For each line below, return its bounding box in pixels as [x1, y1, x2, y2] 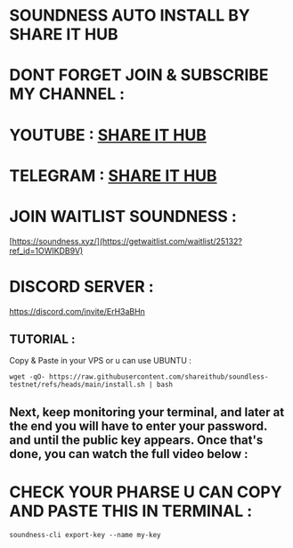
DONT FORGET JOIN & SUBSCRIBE [9, 65, 269, 86]
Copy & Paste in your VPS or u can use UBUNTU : [9, 356, 191, 366]
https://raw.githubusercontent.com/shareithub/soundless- [48, 372, 269, 381]
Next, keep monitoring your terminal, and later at [9, 405, 285, 420]
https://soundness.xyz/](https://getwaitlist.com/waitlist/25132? [12, 235, 243, 246]
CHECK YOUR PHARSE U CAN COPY [9, 482, 282, 503]
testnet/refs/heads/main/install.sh [9, 380, 145, 389]
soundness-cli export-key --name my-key [9, 530, 162, 539]
